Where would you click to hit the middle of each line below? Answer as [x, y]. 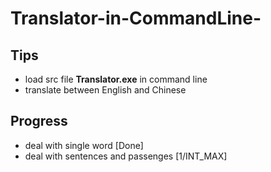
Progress [39, 121]
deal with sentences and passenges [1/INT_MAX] [126, 156]
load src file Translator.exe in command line [116, 79]
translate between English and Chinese [105, 90]
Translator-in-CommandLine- [136, 18]
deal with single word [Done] [84, 145]
